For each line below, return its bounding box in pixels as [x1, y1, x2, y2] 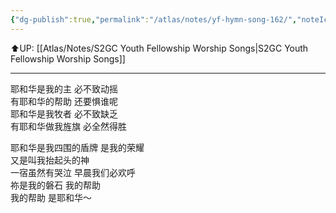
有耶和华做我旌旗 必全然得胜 [10, 120, 127, 132]
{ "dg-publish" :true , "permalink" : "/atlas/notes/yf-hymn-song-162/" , [10, 14, 298, 25]
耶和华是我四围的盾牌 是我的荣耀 [10, 141, 145, 153]
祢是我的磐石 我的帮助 [10, 179, 101, 191]
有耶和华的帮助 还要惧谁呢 [10, 95, 118, 107]
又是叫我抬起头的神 [10, 154, 90, 166]
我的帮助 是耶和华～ [10, 191, 92, 203]
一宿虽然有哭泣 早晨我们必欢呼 [10, 166, 136, 178]
